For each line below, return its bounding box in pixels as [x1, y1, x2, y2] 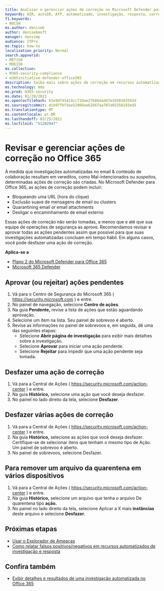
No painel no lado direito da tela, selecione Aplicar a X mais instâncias [12, 505, 155, 511]
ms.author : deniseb [5, 25, 45, 30]
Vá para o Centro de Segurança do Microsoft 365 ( [12, 291, 115, 297]
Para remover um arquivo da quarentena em [5, 464, 142, 472]
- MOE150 [5, 62, 23, 67]
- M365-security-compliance [5, 71, 62, 76]
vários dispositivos [5, 471, 64, 480]
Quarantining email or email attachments [12, 204, 94, 210]
